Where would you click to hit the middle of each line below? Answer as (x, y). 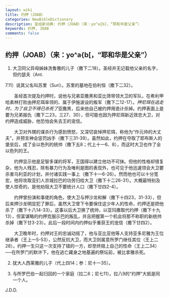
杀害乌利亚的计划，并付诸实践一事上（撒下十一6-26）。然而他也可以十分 (80, 174)
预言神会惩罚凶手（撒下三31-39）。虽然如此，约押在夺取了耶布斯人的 (91, 138)
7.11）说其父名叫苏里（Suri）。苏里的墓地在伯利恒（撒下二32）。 (70, 85)
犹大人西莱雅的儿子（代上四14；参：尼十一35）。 (63, 263)
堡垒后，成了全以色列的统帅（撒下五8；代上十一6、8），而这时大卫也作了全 (83, 144)
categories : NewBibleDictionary (39, 19)
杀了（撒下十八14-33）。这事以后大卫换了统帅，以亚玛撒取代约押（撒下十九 (83, 210)
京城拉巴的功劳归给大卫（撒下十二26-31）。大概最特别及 (102, 180)
